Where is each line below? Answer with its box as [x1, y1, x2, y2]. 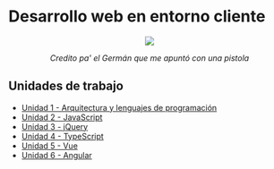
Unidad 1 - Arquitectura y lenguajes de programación [21, 102, 218, 113]
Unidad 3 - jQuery [21, 121, 89, 131]
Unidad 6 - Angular [21, 149, 93, 160]
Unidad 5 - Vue [21, 140, 78, 151]
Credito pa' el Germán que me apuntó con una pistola [49, 52, 250, 63]
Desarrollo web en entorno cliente [8, 6, 266, 27]
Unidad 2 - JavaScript [21, 112, 103, 123]
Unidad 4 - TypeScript [21, 131, 104, 141]
